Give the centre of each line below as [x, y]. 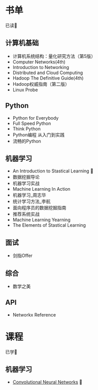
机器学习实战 [26, 184]
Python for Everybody [36, 118]
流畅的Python [27, 141]
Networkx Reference [34, 314]
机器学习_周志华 [29, 195]
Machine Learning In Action [41, 189]
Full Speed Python [32, 123]
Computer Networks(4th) [39, 62]
